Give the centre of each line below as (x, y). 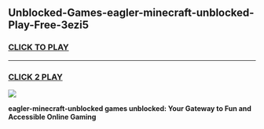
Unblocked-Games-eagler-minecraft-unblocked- (131, 13)
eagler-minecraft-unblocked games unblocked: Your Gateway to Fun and (130, 108)
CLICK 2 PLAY (35, 77)
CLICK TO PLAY (38, 48)
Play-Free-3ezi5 (48, 25)
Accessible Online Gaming (52, 116)
